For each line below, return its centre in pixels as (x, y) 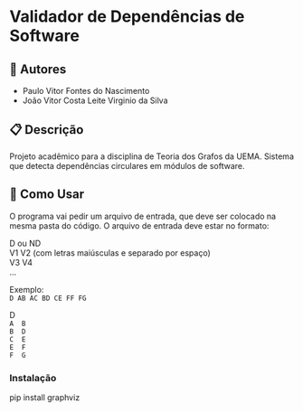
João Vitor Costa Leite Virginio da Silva (95, 100)
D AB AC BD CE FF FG (48, 298)
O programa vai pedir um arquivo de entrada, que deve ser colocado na (143, 216)
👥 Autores (38, 69)
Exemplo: (27, 289)
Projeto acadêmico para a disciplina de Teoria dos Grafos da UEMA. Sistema (151, 156)
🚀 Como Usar (47, 195)
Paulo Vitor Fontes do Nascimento (86, 91)
